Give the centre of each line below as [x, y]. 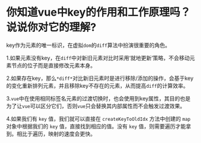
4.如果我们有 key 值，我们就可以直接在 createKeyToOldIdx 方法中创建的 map [98, 118]
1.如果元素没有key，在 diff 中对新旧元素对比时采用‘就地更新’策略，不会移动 [98, 58]
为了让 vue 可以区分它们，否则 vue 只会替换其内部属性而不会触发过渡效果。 [96, 106]
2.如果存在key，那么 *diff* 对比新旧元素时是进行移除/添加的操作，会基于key [100, 78]
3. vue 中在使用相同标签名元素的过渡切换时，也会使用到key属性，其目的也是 [98, 98]
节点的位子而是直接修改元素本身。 [53, 65]
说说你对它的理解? [51, 27]
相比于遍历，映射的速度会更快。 [56, 133]
